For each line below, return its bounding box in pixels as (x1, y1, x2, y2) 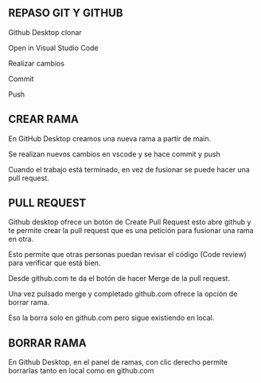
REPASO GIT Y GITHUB (8, 6, 123, 20)
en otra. (8, 235, 34, 244)
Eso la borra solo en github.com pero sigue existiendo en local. (8, 313, 215, 322)
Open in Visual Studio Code (8, 43, 99, 53)
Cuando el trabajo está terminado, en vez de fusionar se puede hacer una (8, 164, 251, 174)
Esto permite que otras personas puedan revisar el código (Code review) (8, 250, 247, 259)
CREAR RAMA (8, 113, 80, 126)
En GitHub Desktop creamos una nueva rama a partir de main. (8, 133, 212, 143)
